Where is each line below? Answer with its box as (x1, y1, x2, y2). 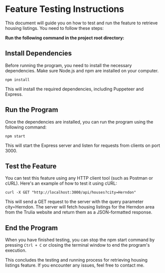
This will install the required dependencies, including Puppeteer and (5, 86, 144, 92)
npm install (5, 77, 30, 82)
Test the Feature (5, 162, 57, 170)
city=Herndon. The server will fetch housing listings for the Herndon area (5, 204, 155, 210)
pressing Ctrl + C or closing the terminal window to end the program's (5, 242, 150, 248)
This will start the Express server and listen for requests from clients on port (5, 142, 160, 148)
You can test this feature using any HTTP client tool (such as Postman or (5, 175, 153, 181)
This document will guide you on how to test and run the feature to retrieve (5, 20, 158, 26)
